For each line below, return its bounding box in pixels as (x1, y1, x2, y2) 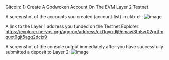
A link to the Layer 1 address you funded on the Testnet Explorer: (5, 23, 140, 29)
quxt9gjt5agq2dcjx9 (5, 34, 47, 40)
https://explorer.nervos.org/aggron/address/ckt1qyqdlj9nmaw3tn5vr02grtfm (5, 29, 164, 34)
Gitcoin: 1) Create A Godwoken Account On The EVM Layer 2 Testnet (5, 4, 149, 10)
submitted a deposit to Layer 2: (5, 49, 70, 55)
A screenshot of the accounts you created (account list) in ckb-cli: (5, 14, 143, 19)
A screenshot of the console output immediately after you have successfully (5, 44, 163, 49)
